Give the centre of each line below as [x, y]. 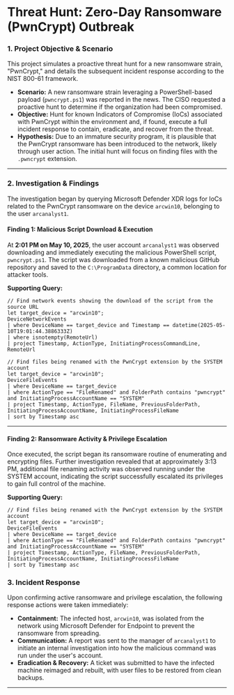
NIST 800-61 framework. [43, 79]
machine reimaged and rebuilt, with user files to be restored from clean [119, 671]
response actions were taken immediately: [68, 605]
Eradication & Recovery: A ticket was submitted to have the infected [116, 663]
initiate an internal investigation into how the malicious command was [117, 648]
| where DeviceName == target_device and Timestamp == [88, 325]
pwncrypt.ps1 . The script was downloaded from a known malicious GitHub [114, 259]
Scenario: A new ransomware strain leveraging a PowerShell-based [115, 92]
